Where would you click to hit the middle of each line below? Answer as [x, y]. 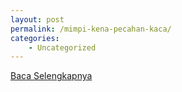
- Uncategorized [62, 47]
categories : [35, 38]
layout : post [37, 19]
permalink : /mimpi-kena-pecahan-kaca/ [91, 29]
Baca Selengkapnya [51, 76]
